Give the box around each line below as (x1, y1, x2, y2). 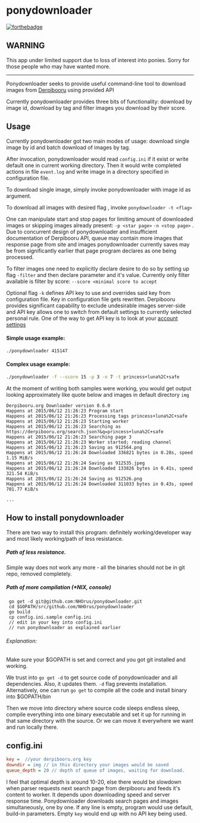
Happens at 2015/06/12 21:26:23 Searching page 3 (6, 434, 132, 440)
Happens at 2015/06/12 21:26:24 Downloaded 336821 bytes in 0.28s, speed (6, 449, 193, 455)
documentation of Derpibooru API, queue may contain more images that (6, 234, 183, 242)
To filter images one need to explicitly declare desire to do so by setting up (6, 265, 189, 272)
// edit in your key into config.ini (8, 619, 102, 625)
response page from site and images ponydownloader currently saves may (6, 241, 190, 248)
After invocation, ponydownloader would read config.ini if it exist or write (6, 155, 189, 162)
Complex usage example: (6, 360, 70, 368)
